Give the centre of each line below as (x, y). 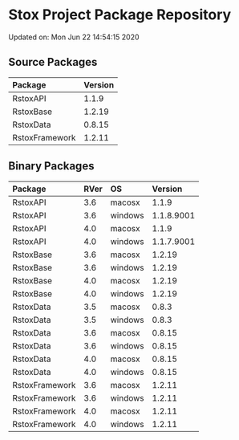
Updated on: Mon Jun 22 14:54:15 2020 (74, 37)
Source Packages (53, 62)
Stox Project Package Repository (120, 15)
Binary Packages (51, 166)
